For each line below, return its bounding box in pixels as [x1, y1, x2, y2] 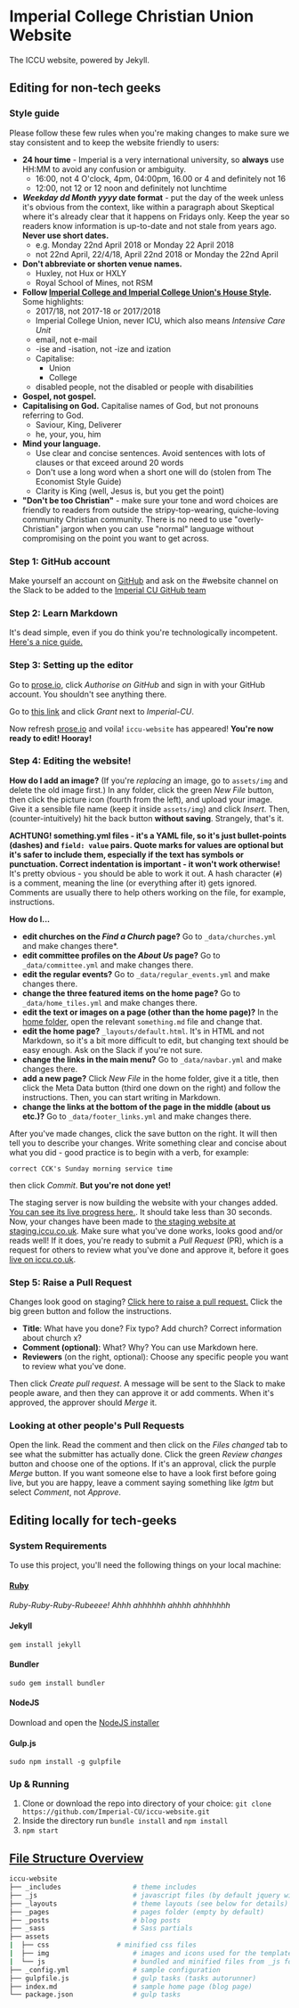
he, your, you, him [35, 429, 101, 439]
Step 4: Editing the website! [9, 755, 132, 767]
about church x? [21, 1333, 83, 1343]
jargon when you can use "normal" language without [61, 523, 255, 534]
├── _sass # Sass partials [9, 1924, 193, 1933]
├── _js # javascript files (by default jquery [9, 1890, 280, 1899]
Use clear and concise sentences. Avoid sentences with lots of [35, 447, 266, 458]
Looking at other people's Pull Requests [9, 1419, 185, 1432]
